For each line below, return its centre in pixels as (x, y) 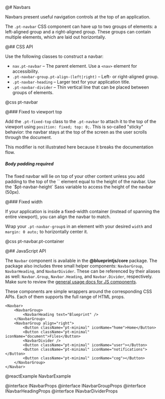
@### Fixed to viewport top (34, 112)
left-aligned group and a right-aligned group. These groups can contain (78, 32)
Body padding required (29, 163)
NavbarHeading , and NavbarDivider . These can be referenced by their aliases (83, 271)
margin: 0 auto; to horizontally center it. (47, 232)
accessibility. (26, 71)
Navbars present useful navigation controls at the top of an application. (78, 17)
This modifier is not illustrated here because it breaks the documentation (79, 147)
